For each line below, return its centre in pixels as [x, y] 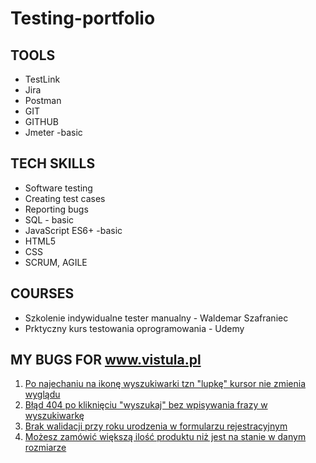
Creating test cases [65, 198]
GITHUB [42, 121]
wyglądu [42, 394]
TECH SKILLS [53, 163]
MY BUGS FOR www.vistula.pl [106, 360]
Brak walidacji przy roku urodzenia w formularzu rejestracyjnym [156, 426]
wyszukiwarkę [54, 416]
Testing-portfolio [83, 18]
